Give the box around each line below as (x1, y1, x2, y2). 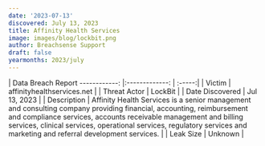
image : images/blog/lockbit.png (8, 34, 116, 42)
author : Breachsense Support (8, 41, 106, 49)
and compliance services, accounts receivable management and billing (8, 112, 243, 121)
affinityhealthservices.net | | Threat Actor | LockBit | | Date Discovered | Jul (8, 86, 258, 96)
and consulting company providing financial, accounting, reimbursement (8, 103, 249, 112)
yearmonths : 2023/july (8, 57, 84, 65)
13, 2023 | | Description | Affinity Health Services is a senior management (8, 95, 251, 105)
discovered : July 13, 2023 (8, 19, 99, 27)
